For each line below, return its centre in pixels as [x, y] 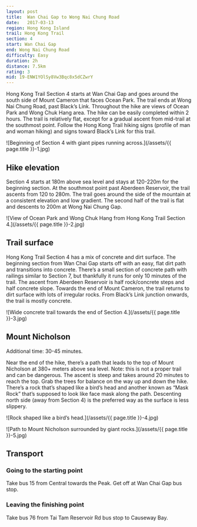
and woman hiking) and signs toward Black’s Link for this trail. [81, 131]
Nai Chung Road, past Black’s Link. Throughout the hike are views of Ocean [98, 106]
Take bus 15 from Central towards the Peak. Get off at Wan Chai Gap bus [94, 483]
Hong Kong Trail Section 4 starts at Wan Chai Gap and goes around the [92, 94]
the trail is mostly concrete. [39, 301]
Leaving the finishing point [45, 505]
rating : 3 [18, 72]
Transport [25, 453]
